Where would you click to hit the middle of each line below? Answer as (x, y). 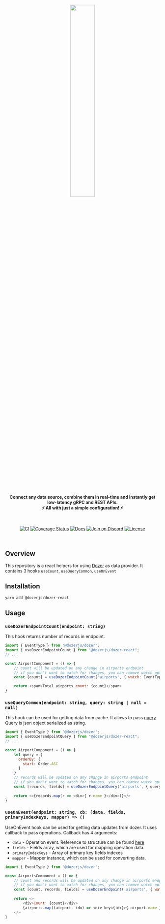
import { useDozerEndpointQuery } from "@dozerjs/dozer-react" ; (72, 737)
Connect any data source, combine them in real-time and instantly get (82, 497)
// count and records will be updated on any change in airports (82, 880)
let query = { (28, 755)
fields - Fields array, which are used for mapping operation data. (78, 847)
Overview (20, 554)
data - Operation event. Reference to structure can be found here (78, 842)
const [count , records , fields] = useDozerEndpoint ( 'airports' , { (83, 890)
